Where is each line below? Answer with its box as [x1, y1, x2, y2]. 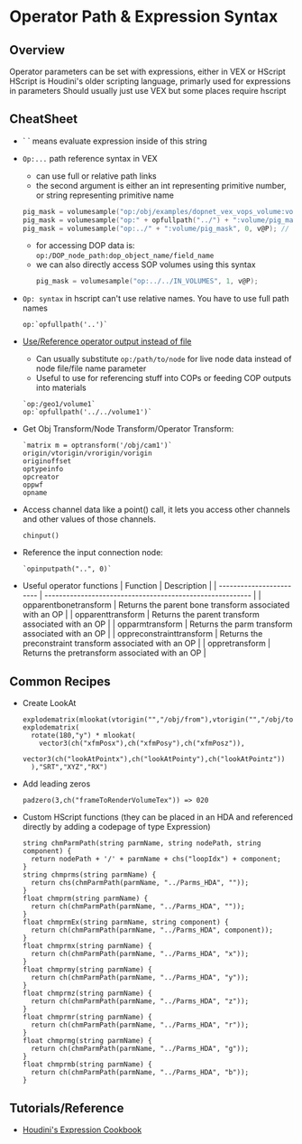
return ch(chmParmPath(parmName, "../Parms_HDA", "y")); [31, 973, 250, 982]
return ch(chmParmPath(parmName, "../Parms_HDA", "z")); [31, 997, 250, 1006]
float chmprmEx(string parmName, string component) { [22, 918, 229, 927]
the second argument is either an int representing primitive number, [35, 180, 287, 191]
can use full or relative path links [35, 170, 157, 181]
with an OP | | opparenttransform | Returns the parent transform [22, 609, 260, 620]
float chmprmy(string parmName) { [22, 965, 152, 974]
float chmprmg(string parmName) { [22, 1037, 152, 1046]
